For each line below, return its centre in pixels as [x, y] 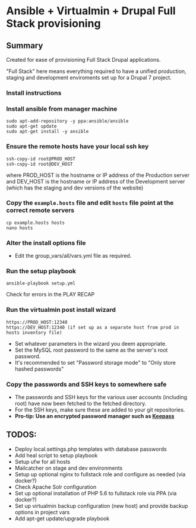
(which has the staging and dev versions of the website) [75, 188]
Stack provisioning [53, 23]
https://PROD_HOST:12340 [37, 322]
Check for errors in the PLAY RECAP [50, 295]
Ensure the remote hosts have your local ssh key [78, 147]
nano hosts [20, 228]
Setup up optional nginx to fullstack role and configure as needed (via [100, 474]
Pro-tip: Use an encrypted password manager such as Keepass [94, 416]
